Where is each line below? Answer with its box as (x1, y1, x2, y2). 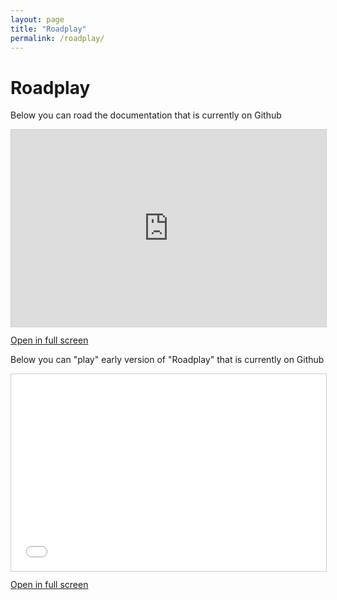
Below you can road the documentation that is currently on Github (10, 109, 282, 121)
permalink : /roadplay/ (10, 33, 105, 43)
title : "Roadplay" (10, 24, 87, 34)
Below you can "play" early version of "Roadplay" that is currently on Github (10, 354, 325, 366)
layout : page (10, 14, 65, 25)
